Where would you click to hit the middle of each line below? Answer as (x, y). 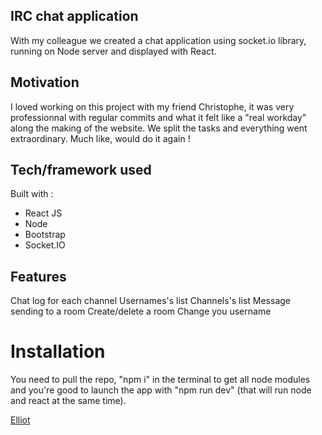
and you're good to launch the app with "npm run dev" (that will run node (161, 390)
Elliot (20, 420)
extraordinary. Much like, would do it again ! (100, 138)
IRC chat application (74, 16)
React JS (43, 213)
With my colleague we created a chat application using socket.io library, (158, 40)
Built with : (32, 194)
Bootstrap (45, 235)
